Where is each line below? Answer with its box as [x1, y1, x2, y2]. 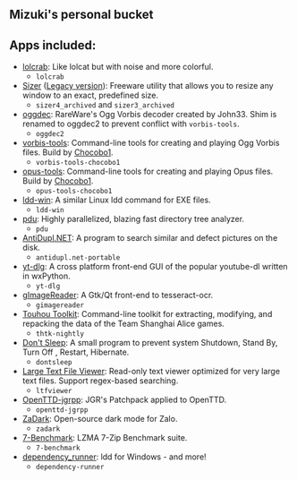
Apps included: [9, 38, 97, 53]
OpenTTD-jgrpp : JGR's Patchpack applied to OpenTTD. [21, 394, 227, 406]
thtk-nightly [35, 330, 85, 339]
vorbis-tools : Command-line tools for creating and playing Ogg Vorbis [21, 138, 280, 149]
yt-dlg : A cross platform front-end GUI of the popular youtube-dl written [21, 261, 288, 272]
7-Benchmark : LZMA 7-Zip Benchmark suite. [21, 433, 188, 443]
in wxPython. [21, 270, 72, 281]
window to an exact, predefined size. [21, 90, 159, 101]
